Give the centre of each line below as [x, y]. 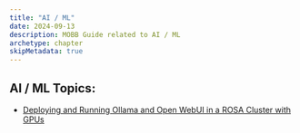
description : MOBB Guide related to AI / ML [95, 34]
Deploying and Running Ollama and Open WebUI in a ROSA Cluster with [156, 109]
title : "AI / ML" [42, 18]
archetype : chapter [46, 43]
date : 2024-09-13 [42, 26]
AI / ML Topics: [53, 88]
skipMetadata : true [46, 52]
